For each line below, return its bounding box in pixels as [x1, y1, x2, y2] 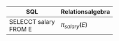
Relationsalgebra [60, 8, 111, 15]
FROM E [9, 25, 32, 33]
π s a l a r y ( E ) [60, 21, 88, 30]
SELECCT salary [9, 18, 56, 26]
